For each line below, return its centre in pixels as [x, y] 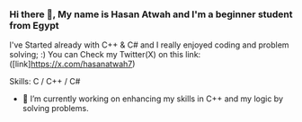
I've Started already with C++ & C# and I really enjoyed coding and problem [149, 45]
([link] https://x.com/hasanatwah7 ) [72, 64]
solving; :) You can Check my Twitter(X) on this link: [105, 55]
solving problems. [55, 109]
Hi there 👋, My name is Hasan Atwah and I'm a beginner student [151, 14]
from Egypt [35, 25]
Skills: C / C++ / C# [45, 82]
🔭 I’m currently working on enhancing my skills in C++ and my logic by [153, 99]
